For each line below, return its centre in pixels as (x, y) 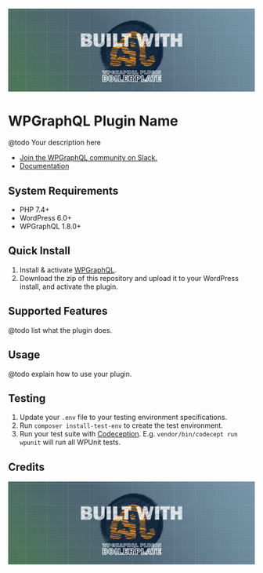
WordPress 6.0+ (45, 218)
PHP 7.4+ (34, 210)
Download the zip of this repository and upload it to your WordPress (129, 278)
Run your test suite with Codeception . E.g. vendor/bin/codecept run (128, 434)
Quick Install (39, 251)
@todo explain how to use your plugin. (70, 374)
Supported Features (58, 311)
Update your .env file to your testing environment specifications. (123, 418)
